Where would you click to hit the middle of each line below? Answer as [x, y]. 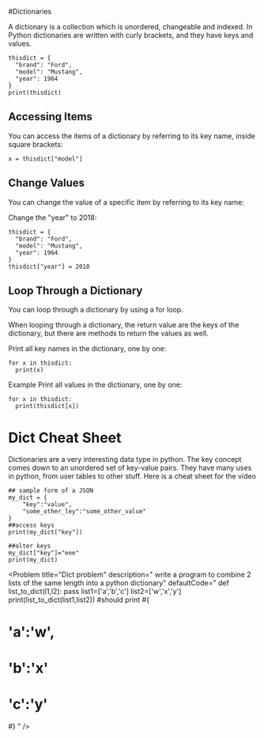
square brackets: [36, 144]
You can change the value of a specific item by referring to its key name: [126, 202]
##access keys [32, 525]
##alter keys [30, 546]
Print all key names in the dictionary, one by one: [87, 349]
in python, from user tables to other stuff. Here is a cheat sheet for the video [132, 476]
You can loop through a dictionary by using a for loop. [96, 310]
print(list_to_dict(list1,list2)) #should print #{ [79, 600]
